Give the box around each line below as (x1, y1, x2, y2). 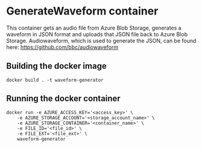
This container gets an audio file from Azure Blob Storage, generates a (6, 24, 182, 31)
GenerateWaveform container (6, 4, 159, 18)
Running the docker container (6, 94, 121, 104)
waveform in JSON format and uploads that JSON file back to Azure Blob (6, 30, 188, 37)
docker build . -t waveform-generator (6, 77, 104, 83)
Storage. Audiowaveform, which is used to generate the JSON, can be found (6, 37, 197, 44)
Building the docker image (6, 61, 107, 71)
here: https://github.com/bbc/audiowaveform (6, 43, 119, 51)
